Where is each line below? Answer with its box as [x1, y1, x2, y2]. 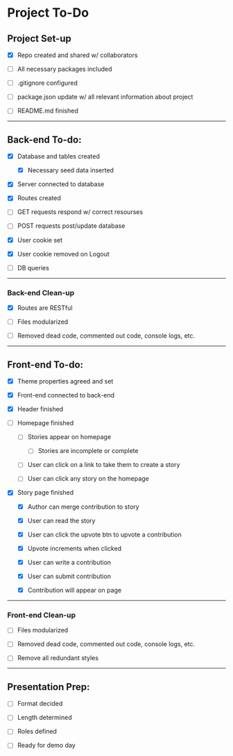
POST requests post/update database [17, 222, 126, 230]
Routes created [17, 194, 61, 202]
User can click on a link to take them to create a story [27, 461, 180, 469]
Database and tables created [17, 152, 101, 161]
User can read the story [27, 516, 96, 525]
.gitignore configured [17, 79, 78, 88]
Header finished [17, 405, 64, 413]
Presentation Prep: [7, 681, 90, 693]
